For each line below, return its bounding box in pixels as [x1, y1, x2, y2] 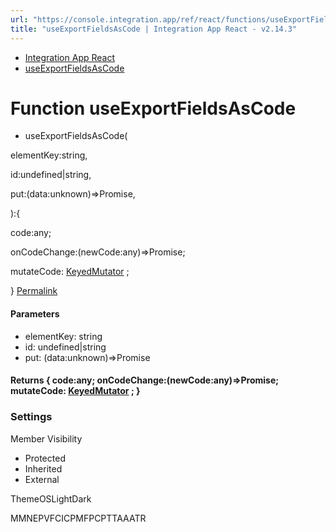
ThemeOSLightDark [10, 492, 92, 505]
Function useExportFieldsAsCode [10, 97, 297, 120]
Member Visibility [10, 432, 83, 445]
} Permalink [10, 285, 58, 297]
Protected [24, 452, 66, 464]
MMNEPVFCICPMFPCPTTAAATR [10, 512, 147, 524]
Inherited [24, 462, 63, 475]
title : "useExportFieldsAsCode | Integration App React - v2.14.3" [10, 24, 298, 34]
